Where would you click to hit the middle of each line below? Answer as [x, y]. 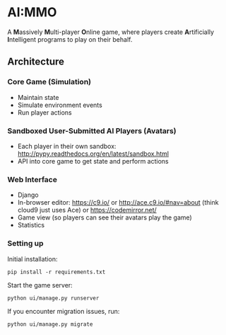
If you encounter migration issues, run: [64, 311]
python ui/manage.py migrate [50, 324]
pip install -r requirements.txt [56, 272]
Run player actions [44, 112]
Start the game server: [40, 285]
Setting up [25, 244]
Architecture [36, 62]
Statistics [31, 225]
